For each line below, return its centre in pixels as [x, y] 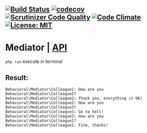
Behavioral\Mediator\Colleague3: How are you [54, 116]
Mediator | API [36, 47]
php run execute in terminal [34, 61]
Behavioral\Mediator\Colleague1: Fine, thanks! [57, 125]
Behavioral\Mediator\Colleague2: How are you [54, 103]
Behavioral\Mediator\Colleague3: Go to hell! [54, 112]
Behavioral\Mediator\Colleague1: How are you [54, 90]
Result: [17, 77]
